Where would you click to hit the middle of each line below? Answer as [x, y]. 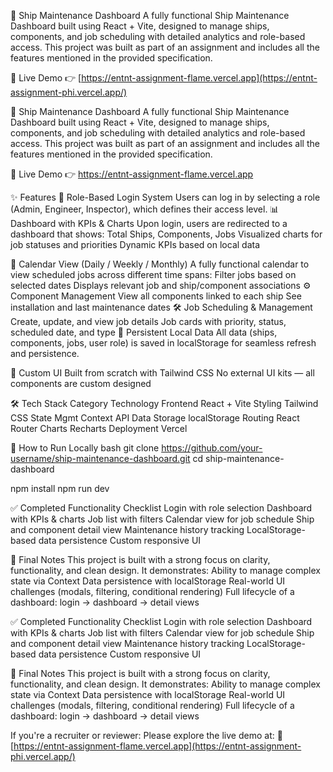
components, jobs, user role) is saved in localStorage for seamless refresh [163, 343]
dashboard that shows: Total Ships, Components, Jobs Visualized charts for [166, 234]
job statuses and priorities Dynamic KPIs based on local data [135, 244]
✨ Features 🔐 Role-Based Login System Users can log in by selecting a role [165, 197]
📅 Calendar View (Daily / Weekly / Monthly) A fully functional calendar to [160, 264]
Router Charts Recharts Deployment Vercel [99, 428]
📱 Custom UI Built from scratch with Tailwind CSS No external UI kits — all [162, 373]
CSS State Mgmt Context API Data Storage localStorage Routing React [155, 418]
